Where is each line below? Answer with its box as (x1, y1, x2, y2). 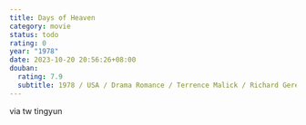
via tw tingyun (9, 105, 63, 116)
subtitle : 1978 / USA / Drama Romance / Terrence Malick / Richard (17, 81, 280, 90)
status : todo (9, 30, 59, 39)
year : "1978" (9, 47, 59, 56)
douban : (9, 64, 39, 73)
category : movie (9, 22, 71, 31)
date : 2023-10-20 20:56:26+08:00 (9, 55, 137, 64)
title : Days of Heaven (9, 13, 96, 23)
